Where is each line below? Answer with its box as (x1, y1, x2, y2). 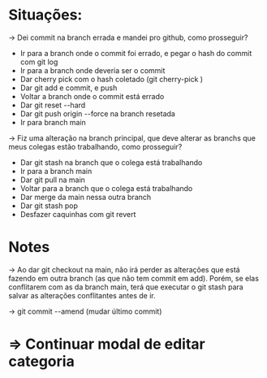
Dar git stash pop (19, 201, 79, 211)
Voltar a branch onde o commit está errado (19, 91, 165, 101)
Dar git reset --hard (19, 100, 86, 110)
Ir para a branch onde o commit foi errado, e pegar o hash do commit (19, 48, 252, 58)
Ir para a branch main (19, 166, 93, 176)
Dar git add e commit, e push (19, 83, 118, 93)
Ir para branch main (19, 117, 87, 127)
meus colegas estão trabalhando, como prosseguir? (8, 141, 183, 151)
